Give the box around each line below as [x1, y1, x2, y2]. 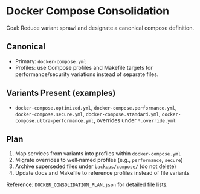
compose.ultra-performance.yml [15, 117, 94, 124]
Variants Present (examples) [6, 88, 116, 98]
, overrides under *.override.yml [93, 116, 176, 124]
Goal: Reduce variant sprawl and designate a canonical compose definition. [6, 24, 195, 31]
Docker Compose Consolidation [6, 4, 170, 18]
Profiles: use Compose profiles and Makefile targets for [15, 64, 153, 71]
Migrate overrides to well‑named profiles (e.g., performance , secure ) [15, 157, 183, 164]
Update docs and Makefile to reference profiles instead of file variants [15, 169, 190, 177]
